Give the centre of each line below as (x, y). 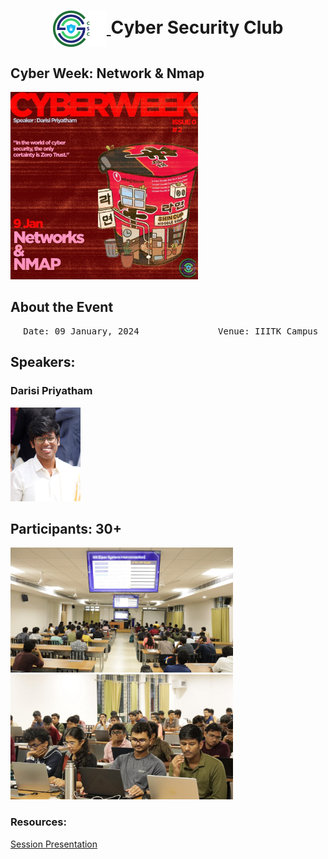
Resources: (38, 822)
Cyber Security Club (197, 27)
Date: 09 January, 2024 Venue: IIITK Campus (171, 331)
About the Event (62, 307)
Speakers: (43, 362)
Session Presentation (54, 844)
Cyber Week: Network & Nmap (107, 73)
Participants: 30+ (66, 528)
